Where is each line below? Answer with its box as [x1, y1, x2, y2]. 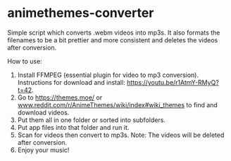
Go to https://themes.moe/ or [17, 93, 103, 102]
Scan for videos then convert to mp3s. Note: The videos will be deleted [17, 131, 225, 139]
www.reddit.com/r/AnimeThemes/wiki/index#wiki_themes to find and [17, 100, 218, 109]
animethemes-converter [7, 5, 154, 21]
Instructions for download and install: [17, 78, 125, 86]
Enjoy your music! [17, 145, 70, 154]
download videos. [17, 108, 70, 117]
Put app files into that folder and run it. [17, 123, 130, 131]
